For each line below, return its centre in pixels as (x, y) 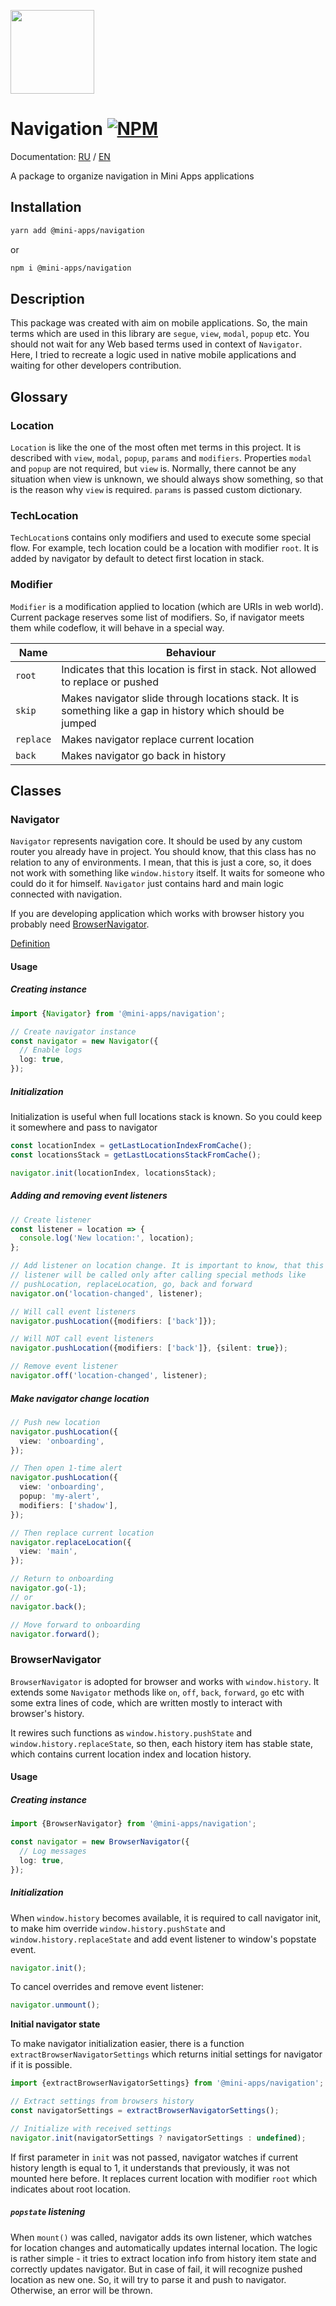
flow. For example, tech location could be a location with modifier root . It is (164, 548)
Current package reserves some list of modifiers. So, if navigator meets (157, 617)
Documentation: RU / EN (60, 156)
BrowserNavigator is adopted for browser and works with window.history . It (165, 1681)
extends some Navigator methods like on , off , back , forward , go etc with (157, 1692)
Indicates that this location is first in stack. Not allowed (189, 669)
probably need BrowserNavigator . (80, 924)
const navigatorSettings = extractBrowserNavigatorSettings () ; (145, 2111)
